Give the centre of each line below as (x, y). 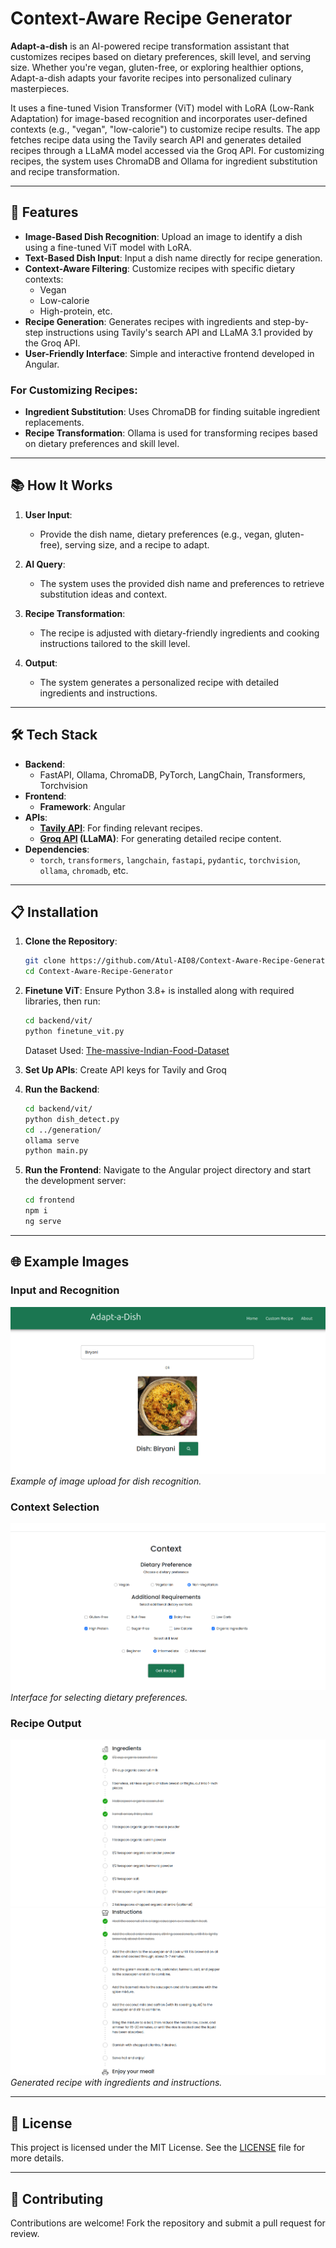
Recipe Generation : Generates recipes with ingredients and (148, 321)
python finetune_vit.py (74, 1032)
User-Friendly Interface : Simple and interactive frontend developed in (169, 353)
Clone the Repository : (71, 941)
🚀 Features (44, 212)
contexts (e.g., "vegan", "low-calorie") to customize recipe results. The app (165, 129)
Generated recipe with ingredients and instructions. (116, 2083)
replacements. (54, 423)
